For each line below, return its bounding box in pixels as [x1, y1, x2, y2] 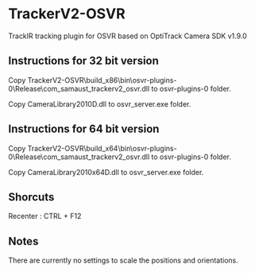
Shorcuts [8, 190, 55, 204]
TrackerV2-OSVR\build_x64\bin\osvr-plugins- [27, 143, 177, 153]
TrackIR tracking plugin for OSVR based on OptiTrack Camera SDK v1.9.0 [8, 31, 248, 41]
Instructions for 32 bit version [8, 54, 159, 68]
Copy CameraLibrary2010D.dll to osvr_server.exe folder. [8, 99, 191, 108]
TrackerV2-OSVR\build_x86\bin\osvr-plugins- [27, 75, 177, 84]
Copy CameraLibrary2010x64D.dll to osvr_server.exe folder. [8, 167, 204, 177]
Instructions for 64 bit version [8, 123, 160, 136]
